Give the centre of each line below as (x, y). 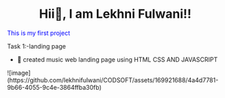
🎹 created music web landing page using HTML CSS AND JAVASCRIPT (117, 59)
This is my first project (39, 33)
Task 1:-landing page (37, 46)
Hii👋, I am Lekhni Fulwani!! (115, 14)
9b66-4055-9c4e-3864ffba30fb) (54, 87)
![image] (19, 73)
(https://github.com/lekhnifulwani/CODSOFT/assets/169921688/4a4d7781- (113, 80)
